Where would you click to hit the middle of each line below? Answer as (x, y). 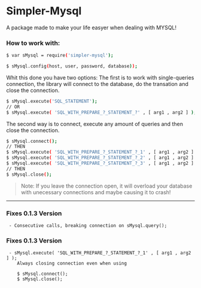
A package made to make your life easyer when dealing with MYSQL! (92, 27)
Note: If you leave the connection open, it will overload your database (106, 186)
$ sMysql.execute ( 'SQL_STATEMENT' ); (52, 101)
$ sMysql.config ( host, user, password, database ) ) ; (72, 66)
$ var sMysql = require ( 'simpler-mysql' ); (60, 56)
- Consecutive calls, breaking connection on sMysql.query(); (88, 226)
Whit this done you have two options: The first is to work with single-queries (100, 77)
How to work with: (33, 43)
